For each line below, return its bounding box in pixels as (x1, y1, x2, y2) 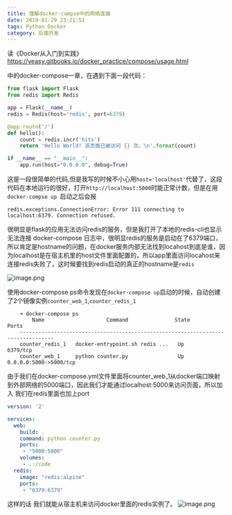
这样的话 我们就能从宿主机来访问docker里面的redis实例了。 (7, 500, 177, 508)
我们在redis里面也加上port (15, 390, 90, 397)
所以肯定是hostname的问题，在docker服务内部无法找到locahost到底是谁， (7, 243, 220, 250)
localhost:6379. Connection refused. (7, 212, 116, 219)
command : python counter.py (19, 435, 100, 442)
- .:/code (22, 461, 51, 468)
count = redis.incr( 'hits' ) (19, 136, 100, 143)
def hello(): (7, 130, 45, 137)
